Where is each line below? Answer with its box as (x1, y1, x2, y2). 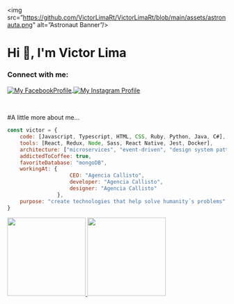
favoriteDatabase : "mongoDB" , (19, 159, 108, 166)
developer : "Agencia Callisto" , (69, 179, 164, 186)
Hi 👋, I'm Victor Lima (7, 45, 127, 61)
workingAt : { (19, 166, 58, 173)
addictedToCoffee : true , (19, 152, 92, 159)
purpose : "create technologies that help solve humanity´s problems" (19, 198, 226, 205)
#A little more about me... (7, 113, 80, 122)
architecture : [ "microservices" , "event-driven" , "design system (19, 146, 214, 153)
